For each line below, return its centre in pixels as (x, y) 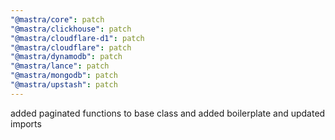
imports (26, 123)
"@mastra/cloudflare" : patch (71, 47)
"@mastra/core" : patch (57, 19)
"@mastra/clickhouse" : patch (71, 29)
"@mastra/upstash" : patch (64, 85)
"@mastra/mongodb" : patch (64, 76)
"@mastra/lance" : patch (60, 66)
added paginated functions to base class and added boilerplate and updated (168, 113)
